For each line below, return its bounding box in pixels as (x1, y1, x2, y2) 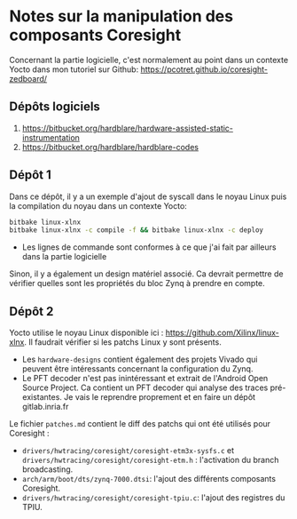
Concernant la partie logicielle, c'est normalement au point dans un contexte (9, 54, 289, 65)
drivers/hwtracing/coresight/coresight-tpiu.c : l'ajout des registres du (21, 492, 285, 503)
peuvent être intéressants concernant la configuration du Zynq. (21, 363, 254, 374)
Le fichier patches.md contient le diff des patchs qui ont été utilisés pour (9, 419, 271, 429)
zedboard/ (9, 73, 47, 84)
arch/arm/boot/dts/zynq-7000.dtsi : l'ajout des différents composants (21, 474, 277, 484)
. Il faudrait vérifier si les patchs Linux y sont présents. (23, 337, 222, 347)
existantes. (21, 392, 62, 403)
